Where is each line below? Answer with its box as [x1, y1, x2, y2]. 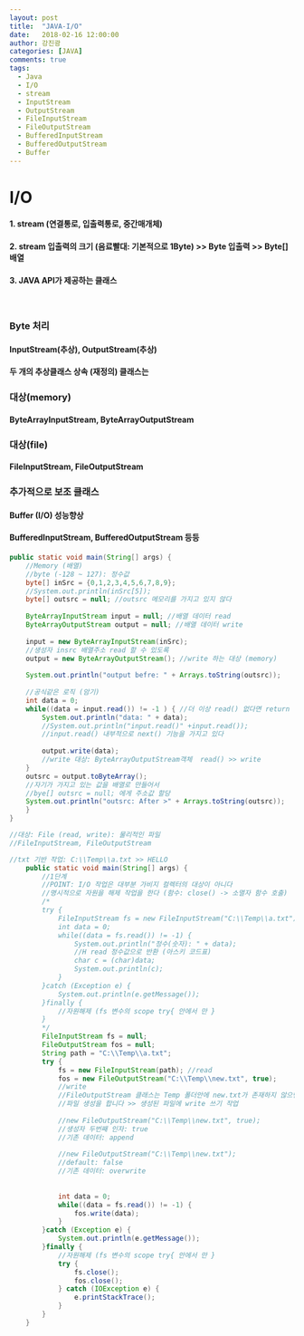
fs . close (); [73, 1267, 119, 1277]
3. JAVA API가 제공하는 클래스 [9, 274, 118, 285]
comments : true [9, 55, 67, 64]
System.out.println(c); [73, 965, 165, 974]
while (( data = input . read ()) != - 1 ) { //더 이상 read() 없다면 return [25, 704, 290, 714]
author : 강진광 [9, 38, 62, 48]
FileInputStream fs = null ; [42, 1032, 147, 1042]
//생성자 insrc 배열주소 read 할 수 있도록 [25, 645, 169, 655]
